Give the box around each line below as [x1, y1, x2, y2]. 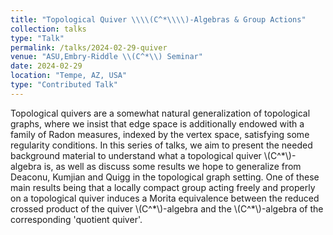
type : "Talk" [10, 33, 65, 43]
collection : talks [10, 24, 87, 34]
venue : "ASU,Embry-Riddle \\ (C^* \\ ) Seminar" [10, 52, 203, 62]
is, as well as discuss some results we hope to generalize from [43, 160, 302, 172]
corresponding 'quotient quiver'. [10, 213, 143, 225]
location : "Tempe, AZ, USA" [10, 71, 128, 81]
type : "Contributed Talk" [10, 80, 118, 90]
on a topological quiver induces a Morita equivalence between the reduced [10, 192, 320, 204]
